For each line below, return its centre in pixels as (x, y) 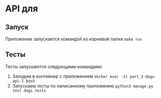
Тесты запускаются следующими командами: (54, 66)
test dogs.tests (29, 91)
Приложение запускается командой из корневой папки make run (74, 39)
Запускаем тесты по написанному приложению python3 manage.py (83, 86)
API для (22, 9)
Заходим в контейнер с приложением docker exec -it (70, 76)
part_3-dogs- (143, 77)
